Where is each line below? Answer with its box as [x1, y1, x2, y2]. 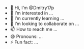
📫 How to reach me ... [10, 26, 58, 32]
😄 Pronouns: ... [10, 33, 43, 39]
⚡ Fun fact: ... [10, 39, 38, 45]
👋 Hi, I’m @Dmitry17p [10, 5, 54, 10]
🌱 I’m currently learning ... [10, 15, 65, 21]
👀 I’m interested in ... [10, 10, 53, 16]
